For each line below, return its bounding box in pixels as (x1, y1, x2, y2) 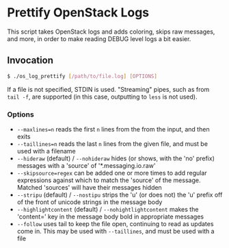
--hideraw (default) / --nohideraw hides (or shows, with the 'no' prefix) (16, 154, 215, 162)
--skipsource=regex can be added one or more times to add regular (16, 169, 207, 177)
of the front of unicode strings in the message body (16, 197, 163, 206)
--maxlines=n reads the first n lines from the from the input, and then (16, 125, 210, 133)
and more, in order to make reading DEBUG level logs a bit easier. (7, 34, 191, 42)
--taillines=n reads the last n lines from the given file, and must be (16, 139, 208, 148)
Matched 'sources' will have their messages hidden (16, 183, 162, 191)
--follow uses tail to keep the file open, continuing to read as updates (16, 219, 214, 227)
